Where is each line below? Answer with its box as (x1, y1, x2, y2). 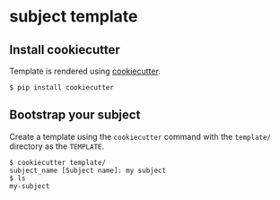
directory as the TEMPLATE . (9, 141, 105, 152)
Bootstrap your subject (9, 108, 141, 123)
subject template (9, 6, 138, 27)
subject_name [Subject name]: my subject (9, 166, 167, 175)
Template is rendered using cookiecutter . (9, 65, 162, 76)
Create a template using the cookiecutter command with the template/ (9, 131, 272, 142)
